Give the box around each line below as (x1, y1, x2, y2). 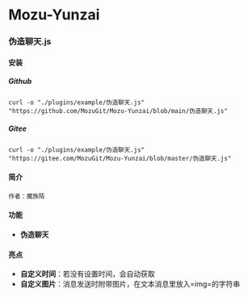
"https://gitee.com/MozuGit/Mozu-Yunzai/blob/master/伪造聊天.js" (8, 154, 232, 162)
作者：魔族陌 (8, 192, 45, 200)
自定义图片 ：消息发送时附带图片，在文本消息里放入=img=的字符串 (19, 279, 241, 289)
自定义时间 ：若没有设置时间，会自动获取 (19, 269, 155, 279)
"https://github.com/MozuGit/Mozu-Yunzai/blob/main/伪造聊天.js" (8, 107, 229, 115)
